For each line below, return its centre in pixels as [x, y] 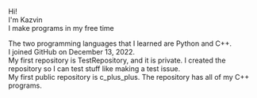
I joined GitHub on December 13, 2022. [72, 52]
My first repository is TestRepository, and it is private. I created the [117, 60]
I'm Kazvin [25, 20]
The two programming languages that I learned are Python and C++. [120, 43]
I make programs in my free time [61, 28]
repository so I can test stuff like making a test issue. [94, 69]
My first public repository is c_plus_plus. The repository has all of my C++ [129, 77]
